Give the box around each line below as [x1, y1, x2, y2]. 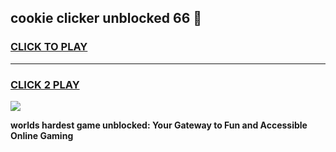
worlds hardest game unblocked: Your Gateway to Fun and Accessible [10, 119, 308, 131]
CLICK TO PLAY [10, 40, 88, 54]
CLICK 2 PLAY [10, 77, 80, 91]
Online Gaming [10, 129, 74, 141]
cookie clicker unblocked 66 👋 [10, 10, 203, 27]
